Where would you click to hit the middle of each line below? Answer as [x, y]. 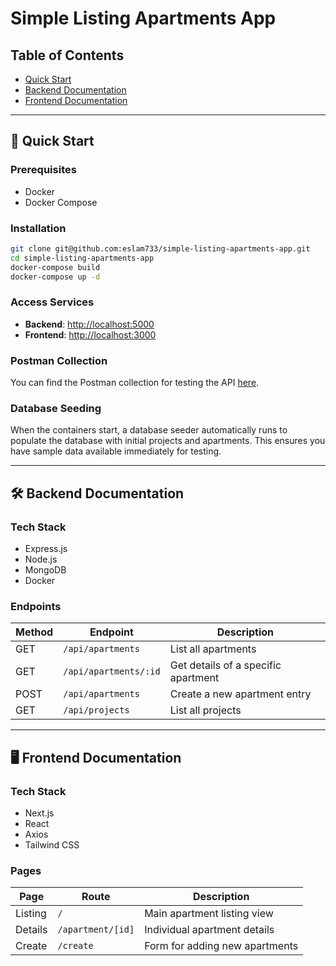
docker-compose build [55, 267]
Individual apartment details [209, 930]
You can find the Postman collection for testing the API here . [135, 383]
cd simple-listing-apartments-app [82, 258]
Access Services [52, 302]
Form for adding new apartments [221, 946]
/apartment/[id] [96, 930]
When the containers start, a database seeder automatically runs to [149, 430]
